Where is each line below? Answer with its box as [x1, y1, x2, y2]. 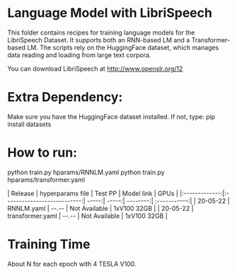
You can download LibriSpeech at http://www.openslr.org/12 [7, 64, 183, 73]
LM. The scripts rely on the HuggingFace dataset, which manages [27, 43, 219, 51]
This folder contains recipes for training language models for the [7, 28, 195, 37]
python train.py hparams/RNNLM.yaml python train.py [7, 168, 165, 176]
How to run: [7, 145, 78, 161]
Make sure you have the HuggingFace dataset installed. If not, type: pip [7, 112, 216, 121]
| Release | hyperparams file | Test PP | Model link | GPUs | [7, 189, 178, 197]
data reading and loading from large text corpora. [7, 51, 151, 59]
